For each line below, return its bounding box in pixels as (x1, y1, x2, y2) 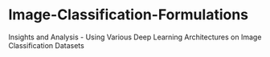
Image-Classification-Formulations (8, 6, 249, 24)
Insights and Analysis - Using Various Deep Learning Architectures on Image (8, 32, 262, 42)
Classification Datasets (8, 40, 84, 50)
